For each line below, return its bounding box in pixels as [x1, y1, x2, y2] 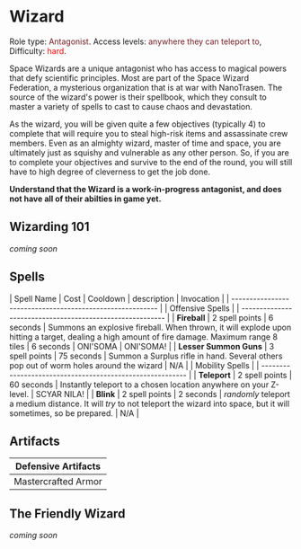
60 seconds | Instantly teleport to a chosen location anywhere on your [9, 379, 270, 390]
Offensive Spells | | [169, 303, 240, 314]
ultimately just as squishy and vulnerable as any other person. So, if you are [9, 146, 290, 158]
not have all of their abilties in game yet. [9, 193, 162, 204]
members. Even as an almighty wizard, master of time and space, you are [9, 137, 281, 148]
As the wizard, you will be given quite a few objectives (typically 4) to [9, 119, 266, 129]
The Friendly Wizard [9, 506, 126, 521]
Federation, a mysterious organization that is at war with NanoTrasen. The [9, 82, 283, 93]
